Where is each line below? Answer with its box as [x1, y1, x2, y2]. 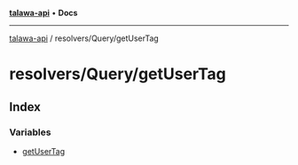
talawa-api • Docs [9, 8, 78, 18]
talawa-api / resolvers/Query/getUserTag [9, 33, 160, 43]
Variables [9, 126, 51, 138]
